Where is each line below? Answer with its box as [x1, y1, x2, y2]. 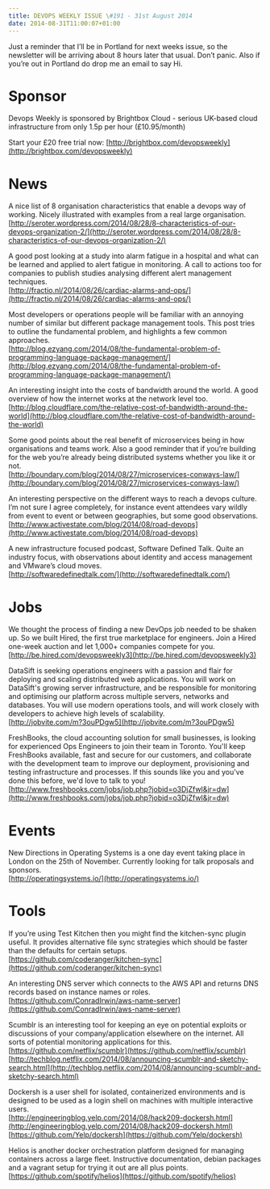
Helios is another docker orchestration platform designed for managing [8, 1145, 244, 1155]
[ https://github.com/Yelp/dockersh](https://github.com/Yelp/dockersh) [8, 1130, 243, 1140]
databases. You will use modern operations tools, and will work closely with [8, 700, 260, 710]
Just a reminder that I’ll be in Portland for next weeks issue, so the [8, 41, 228, 51]
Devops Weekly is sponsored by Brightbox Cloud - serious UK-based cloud [8, 114, 258, 124]
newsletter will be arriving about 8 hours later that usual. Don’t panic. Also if [8, 50, 260, 60]
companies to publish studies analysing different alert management [8, 268, 232, 278]
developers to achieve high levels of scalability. [8, 709, 165, 718]
